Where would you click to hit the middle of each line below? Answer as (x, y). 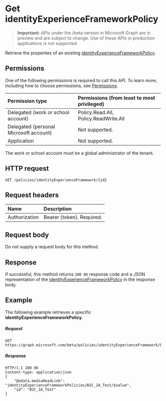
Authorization (23, 217)
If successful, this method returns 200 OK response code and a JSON (75, 274)
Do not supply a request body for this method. (52, 247)
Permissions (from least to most (117, 98)
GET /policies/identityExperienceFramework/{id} (56, 180)
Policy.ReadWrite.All (101, 118)
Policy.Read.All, (96, 112)
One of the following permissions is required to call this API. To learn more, (81, 80)
